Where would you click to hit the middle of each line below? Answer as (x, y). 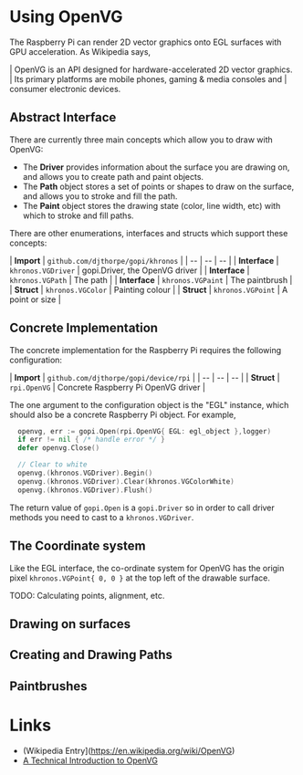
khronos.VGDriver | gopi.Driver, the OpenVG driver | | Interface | (130, 270)
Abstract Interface (63, 117)
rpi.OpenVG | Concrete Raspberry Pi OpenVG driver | (107, 387)
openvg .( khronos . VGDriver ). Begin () (85, 473)
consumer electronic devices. (65, 89)
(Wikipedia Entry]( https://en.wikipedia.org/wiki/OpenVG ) (129, 750)
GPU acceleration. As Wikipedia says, (80, 51)
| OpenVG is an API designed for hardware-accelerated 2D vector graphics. (151, 69)
